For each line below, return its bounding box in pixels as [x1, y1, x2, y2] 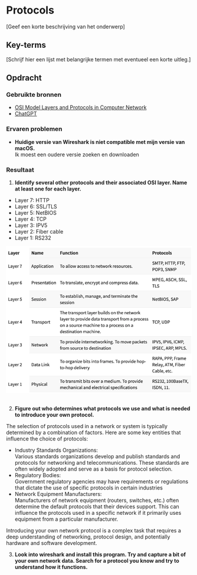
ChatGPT [14, 110, 37, 117]
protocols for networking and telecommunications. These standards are [14, 459, 189, 466]
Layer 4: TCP [14, 216, 47, 223]
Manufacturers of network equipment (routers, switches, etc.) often [14, 497, 179, 504]
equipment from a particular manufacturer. [14, 515, 119, 523]
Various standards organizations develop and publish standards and [14, 452, 180, 460]
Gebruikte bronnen [6, 91, 62, 99]
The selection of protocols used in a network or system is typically [6, 422, 168, 429]
